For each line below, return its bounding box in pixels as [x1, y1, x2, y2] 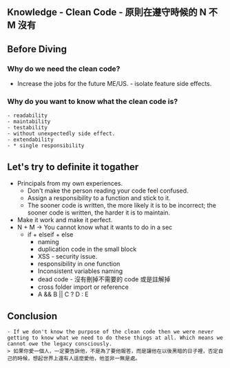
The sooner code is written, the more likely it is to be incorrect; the [27, 202, 217, 210]
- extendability [7, 136, 54, 143]
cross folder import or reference [37, 283, 129, 291]
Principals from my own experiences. [17, 180, 123, 188]
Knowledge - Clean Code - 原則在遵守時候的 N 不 [7, 6, 218, 19]
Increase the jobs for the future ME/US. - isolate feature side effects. [17, 80, 212, 88]
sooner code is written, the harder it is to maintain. [27, 208, 171, 217]
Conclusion [7, 310, 58, 322]
